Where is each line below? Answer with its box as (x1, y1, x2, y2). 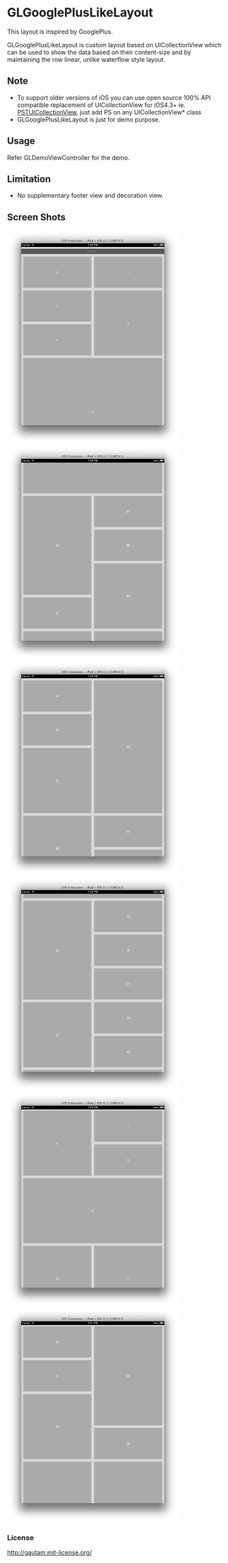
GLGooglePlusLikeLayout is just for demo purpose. (16, 115, 161, 123)
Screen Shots (7, 211, 66, 223)
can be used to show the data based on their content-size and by (7, 48, 192, 56)
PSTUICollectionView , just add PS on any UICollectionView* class (16, 108, 202, 116)
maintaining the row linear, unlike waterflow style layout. (7, 55, 166, 63)
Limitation (7, 173, 51, 184)
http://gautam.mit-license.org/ (7, 1549, 92, 1557)
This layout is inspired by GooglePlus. (7, 27, 113, 36)
